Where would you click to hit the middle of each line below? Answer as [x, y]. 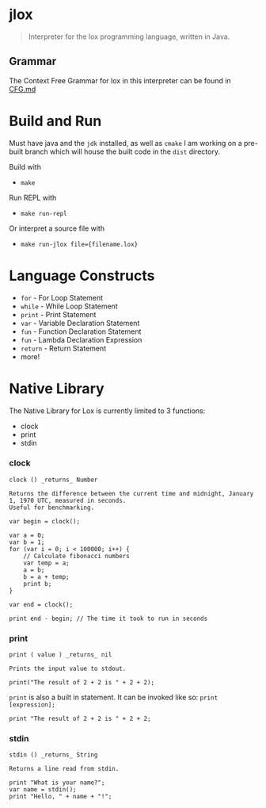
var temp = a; [46, 563]
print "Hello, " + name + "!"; [61, 797]
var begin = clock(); [45, 521]
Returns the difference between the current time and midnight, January [131, 493]
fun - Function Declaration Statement [81, 331]
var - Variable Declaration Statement [80, 323]
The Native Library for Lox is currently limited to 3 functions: [107, 411]
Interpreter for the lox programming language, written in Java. [129, 36]
